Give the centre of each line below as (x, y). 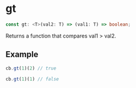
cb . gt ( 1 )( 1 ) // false (32, 79)
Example (22, 54)
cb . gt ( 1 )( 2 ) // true (31, 68)
